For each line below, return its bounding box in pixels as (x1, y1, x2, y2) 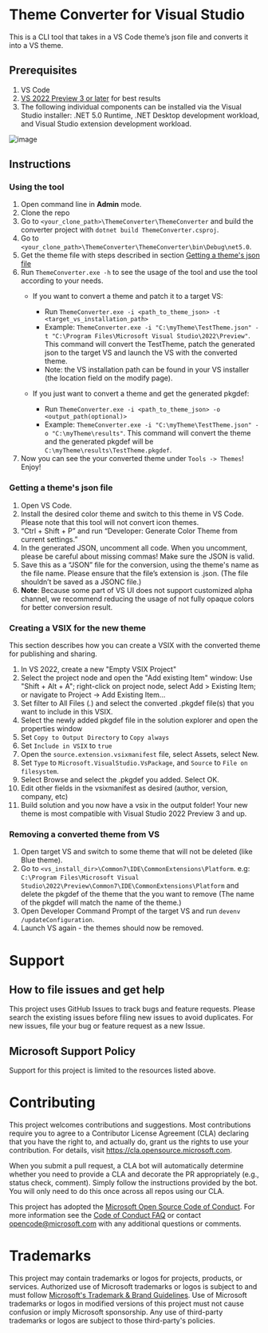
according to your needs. (20, 276, 104, 285)
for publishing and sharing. (9, 649, 98, 659)
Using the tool (9, 181, 65, 193)
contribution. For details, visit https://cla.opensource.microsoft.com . (9, 1145, 233, 1156)
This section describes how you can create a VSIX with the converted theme (9, 641, 261, 651)
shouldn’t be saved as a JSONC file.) (20, 577, 142, 587)
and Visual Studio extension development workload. (20, 118, 192, 129)
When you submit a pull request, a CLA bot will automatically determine (9, 1161, 244, 1171)
